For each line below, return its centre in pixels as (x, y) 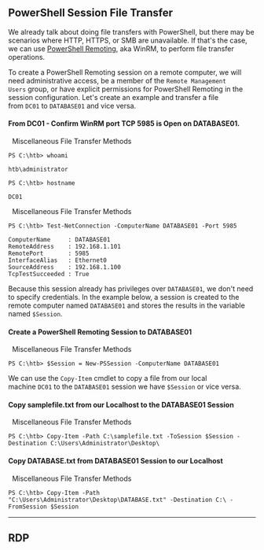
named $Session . (35, 314)
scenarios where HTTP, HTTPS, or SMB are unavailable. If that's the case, (128, 40)
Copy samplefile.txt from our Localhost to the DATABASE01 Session (121, 404)
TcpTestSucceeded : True (49, 275)
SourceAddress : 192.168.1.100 (65, 268)
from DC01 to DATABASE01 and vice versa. (72, 105)
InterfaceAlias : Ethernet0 (58, 260)
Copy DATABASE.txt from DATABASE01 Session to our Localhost (116, 461)
